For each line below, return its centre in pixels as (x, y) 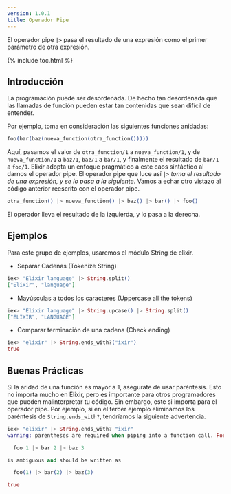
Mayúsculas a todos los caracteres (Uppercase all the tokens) (104, 298)
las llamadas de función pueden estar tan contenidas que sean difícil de (109, 106)
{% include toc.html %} (40, 60)
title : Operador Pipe (38, 20)
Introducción (35, 82)
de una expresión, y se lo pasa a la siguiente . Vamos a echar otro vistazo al (114, 181)
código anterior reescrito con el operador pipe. (73, 189)
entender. (21, 113)
